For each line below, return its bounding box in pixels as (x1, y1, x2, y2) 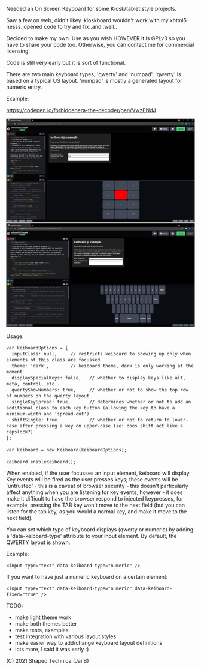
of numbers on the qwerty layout (6, 393, 90, 399)
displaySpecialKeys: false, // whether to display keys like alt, (11, 375, 186, 381)
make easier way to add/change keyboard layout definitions (14, 639, 163, 647)
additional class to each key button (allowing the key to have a (6, 405, 175, 411)
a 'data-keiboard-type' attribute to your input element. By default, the (6, 533, 177, 540)
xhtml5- (169, 17, 190, 23)
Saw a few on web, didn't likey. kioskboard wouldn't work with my (6, 17, 169, 23)
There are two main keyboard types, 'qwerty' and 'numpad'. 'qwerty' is (6, 71, 181, 77)
